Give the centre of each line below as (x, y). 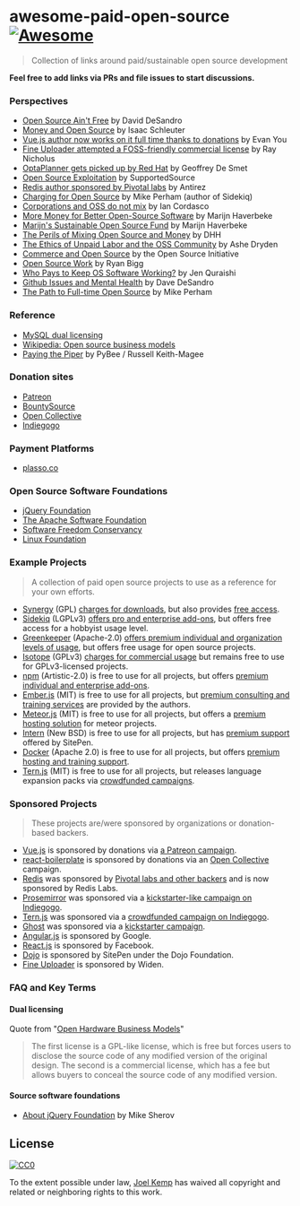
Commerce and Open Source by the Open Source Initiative (130, 254)
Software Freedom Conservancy (82, 530)
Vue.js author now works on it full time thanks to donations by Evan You (154, 140)
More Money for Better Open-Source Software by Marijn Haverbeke (147, 216)
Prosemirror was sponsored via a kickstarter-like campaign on (137, 898)
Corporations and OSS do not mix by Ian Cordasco (116, 206)
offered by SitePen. (58, 742)
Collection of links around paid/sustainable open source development (159, 60)
